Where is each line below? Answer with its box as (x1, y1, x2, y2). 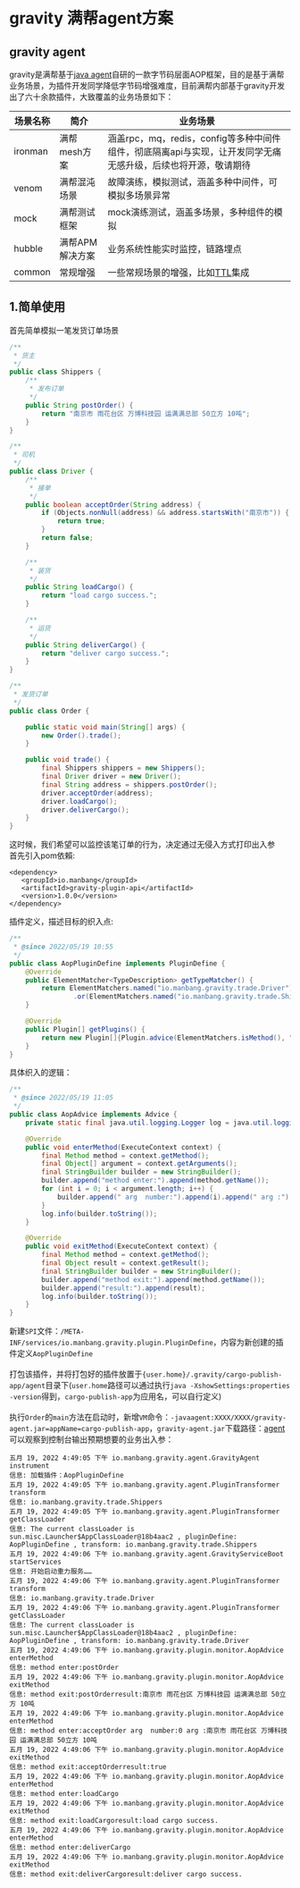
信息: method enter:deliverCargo (9, 1843, 131, 1852)
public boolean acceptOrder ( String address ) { (25, 500, 202, 510)
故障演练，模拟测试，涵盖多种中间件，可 (107, 176, 279, 188)
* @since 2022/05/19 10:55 (12, 942, 114, 952)
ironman (13, 145, 49, 157)
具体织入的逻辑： (9, 1067, 72, 1078)
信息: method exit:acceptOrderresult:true (9, 1763, 167, 1772)
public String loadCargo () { (25, 583, 134, 592)
